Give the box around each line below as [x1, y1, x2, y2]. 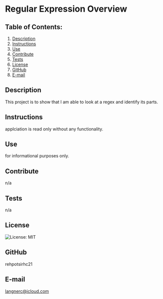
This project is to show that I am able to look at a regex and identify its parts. [5, 99, 158, 105]
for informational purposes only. [5, 153, 70, 159]
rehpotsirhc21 [5, 261, 33, 267]
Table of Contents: [5, 23, 63, 31]
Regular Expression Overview [5, 3, 127, 15]
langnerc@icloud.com [5, 288, 49, 294]
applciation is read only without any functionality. [5, 126, 104, 132]
